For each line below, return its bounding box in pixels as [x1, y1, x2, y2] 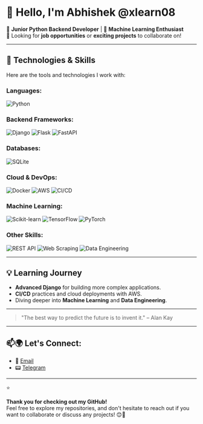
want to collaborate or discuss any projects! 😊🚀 [6, 411, 126, 419]
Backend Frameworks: [6, 115, 74, 124]
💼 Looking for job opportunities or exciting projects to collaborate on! [6, 31, 182, 39]
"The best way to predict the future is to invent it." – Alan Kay [21, 314, 173, 322]
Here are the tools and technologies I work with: [6, 71, 126, 78]
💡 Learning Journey [6, 268, 83, 278]
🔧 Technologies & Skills [6, 55, 95, 65]
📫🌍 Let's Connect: [6, 338, 82, 348]
